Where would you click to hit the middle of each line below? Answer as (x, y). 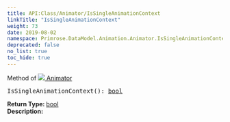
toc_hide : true (29, 58)
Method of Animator (40, 78)
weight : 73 (23, 26)
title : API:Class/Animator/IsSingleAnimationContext (84, 13)
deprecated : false (33, 45)
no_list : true (27, 52)
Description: (25, 111)
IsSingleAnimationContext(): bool (65, 91)
